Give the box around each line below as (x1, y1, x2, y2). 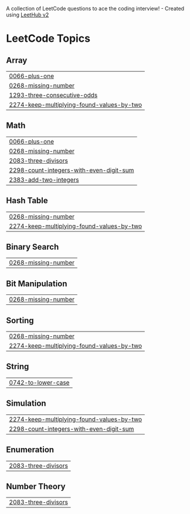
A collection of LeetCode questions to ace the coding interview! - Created (6, 5, 185, 12)
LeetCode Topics (6, 32, 91, 45)
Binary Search (6, 242, 59, 252)
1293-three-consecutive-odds (9, 91, 98, 99)
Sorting (6, 315, 34, 326)
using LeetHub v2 (6, 11, 49, 18)
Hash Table (6, 195, 48, 205)
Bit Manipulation (6, 278, 67, 288)
